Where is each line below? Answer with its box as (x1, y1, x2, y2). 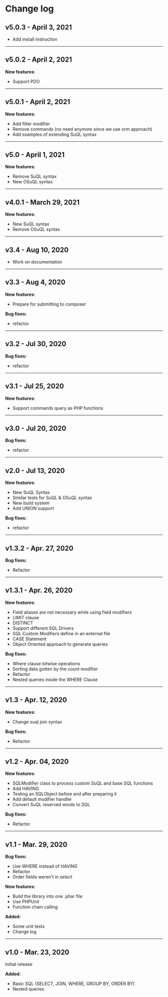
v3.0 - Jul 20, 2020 (5, 424, 66, 432)
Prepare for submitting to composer (12, 301, 86, 307)
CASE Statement (12, 636, 47, 642)
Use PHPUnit (12, 899, 39, 905)
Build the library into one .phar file (12, 893, 82, 899)
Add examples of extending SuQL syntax (12, 131, 97, 137)
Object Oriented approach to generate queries (12, 641, 108, 647)
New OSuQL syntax (12, 179, 53, 185)
